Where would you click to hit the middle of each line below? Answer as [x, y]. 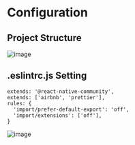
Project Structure [44, 38]
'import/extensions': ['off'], [58, 115]
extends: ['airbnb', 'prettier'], [56, 97]
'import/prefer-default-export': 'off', [71, 109]
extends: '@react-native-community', [61, 91]
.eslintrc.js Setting [47, 76]
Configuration [48, 13]
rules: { [19, 103]
